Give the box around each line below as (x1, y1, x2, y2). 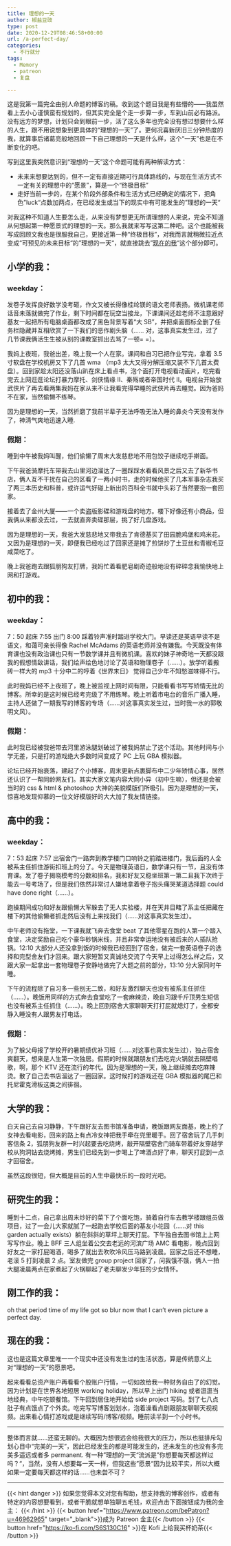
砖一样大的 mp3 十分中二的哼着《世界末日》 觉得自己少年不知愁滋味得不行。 (7, 667, 224, 675)
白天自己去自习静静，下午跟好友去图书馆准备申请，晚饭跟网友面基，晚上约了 (7, 1122, 224, 1131)
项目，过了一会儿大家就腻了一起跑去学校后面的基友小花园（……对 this (7, 1222, 204, 1230)
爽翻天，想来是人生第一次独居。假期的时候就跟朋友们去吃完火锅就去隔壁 (7, 1055, 212, 1063)
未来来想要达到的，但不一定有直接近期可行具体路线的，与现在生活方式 (16, 172, 217, 181)
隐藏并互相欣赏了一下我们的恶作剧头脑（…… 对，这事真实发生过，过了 (19, 326, 219, 335)
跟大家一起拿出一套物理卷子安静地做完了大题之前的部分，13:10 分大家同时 (7, 961, 216, 969)
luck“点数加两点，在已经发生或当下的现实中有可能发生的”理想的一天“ (25, 198, 221, 207)
